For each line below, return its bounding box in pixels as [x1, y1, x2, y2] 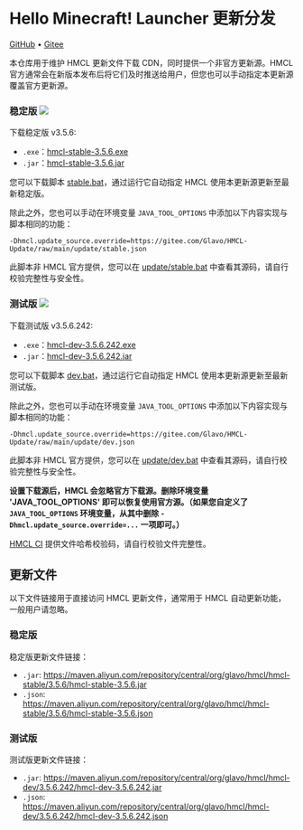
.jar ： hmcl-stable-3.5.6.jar [22, 157, 124, 168]
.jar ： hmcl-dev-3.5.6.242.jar [22, 350, 133, 362]
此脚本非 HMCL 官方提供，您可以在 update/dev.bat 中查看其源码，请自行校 [9, 454, 288, 466]
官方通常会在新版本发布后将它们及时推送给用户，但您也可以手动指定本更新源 [9, 69, 294, 80]
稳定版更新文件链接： [9, 651, 88, 662]
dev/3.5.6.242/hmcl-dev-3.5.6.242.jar [22, 781, 162, 792]
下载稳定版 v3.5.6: [9, 127, 77, 138]
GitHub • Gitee [9, 38, 65, 50]
